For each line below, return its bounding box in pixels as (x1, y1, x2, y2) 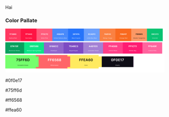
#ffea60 (5, 106, 22, 113)
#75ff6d (5, 87, 22, 93)
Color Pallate (5, 17, 37, 24)
